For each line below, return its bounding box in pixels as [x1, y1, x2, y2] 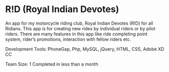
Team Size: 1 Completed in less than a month [5, 61, 98, 67]
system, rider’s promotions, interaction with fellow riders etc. [5, 36, 131, 42]
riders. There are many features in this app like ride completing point [5, 31, 148, 37]
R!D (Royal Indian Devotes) [5, 4, 120, 15]
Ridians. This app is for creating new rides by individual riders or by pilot [5, 25, 155, 31]
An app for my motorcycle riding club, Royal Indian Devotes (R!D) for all [5, 20, 153, 26]
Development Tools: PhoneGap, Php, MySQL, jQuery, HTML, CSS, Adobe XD [5, 46, 164, 52]
